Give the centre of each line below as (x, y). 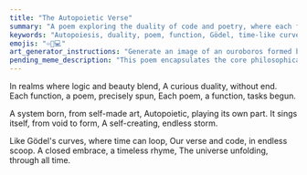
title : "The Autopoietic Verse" (71, 18)
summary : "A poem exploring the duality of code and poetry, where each (151, 26)
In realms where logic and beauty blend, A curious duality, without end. (143, 86)
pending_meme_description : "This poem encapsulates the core (128, 60)
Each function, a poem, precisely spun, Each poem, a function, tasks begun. (153, 96)
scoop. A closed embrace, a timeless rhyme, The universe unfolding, (139, 150)
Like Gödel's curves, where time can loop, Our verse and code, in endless (148, 141)
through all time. (40, 160)
